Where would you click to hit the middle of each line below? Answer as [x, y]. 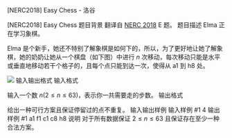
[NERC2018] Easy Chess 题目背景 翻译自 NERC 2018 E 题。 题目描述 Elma [112, 25]
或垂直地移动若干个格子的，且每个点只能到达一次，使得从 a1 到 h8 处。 [108, 66]
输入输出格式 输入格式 [47, 80]
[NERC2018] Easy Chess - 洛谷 [51, 10]
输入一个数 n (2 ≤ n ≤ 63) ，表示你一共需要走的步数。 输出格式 [95, 95]
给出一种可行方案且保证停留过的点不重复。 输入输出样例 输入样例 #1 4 [107, 110]
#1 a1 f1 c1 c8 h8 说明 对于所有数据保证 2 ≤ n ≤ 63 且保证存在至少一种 [120, 119]
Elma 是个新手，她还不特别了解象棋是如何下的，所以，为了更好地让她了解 [112, 48]
